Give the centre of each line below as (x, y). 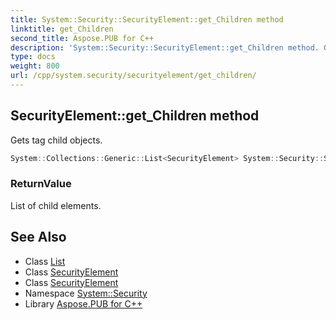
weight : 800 (35, 66)
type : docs (33, 57)
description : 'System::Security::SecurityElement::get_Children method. (165, 47)
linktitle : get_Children (62, 29)
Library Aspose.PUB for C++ (83, 303)
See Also (38, 237)
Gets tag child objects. (56, 140)
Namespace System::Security (86, 293)
